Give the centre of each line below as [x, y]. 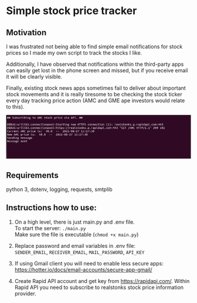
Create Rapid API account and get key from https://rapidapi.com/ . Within [102, 281]
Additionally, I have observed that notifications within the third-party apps [95, 64]
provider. [25, 293]
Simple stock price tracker [72, 11]
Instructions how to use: [51, 208]
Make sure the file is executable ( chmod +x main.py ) [77, 234]
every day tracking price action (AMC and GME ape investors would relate [96, 100]
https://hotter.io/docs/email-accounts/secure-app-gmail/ [83, 270]
